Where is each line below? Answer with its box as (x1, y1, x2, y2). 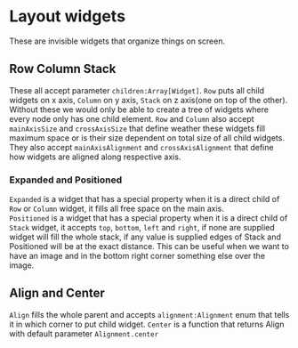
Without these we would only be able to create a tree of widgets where (9, 104, 270, 115)
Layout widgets (9, 6, 126, 27)
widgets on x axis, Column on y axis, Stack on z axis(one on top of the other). (9, 94, 288, 105)
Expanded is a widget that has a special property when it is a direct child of (9, 194, 280, 205)
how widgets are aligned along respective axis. (9, 151, 181, 162)
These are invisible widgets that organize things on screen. (9, 36, 225, 46)
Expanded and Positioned (9, 174, 123, 186)
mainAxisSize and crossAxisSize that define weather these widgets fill (9, 123, 265, 134)
